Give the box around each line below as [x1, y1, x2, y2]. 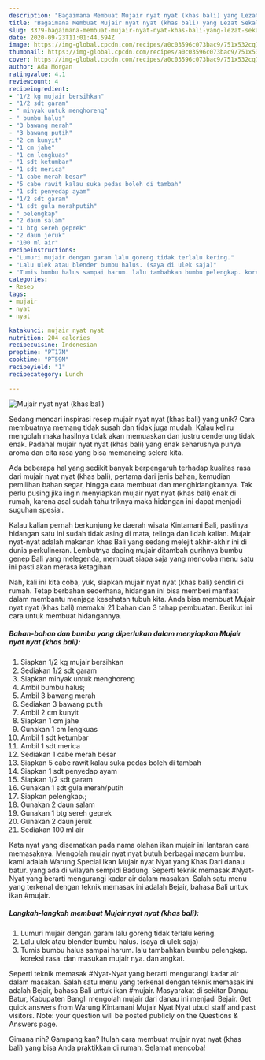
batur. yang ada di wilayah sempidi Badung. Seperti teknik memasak [9, 865, 230, 875]
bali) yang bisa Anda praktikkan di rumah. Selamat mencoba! [9, 1043, 206, 1052]
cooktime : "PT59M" [9, 356, 69, 364]
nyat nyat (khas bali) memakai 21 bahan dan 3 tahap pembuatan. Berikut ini [9, 603, 252, 612]
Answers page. [9, 1019, 58, 1028]
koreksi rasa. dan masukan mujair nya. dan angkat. [20, 954, 186, 963]
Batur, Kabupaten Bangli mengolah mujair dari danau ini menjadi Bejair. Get [9, 994, 252, 1003]
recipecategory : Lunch [9, 370, 83, 379]
